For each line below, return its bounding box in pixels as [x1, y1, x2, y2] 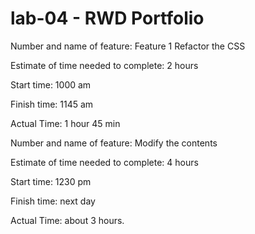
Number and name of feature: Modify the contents [10, 137, 218, 149]
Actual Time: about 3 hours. [10, 214, 125, 226]
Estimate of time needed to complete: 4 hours [10, 156, 199, 168]
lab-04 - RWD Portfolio [10, 7, 205, 30]
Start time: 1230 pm [10, 175, 92, 187]
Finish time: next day [10, 195, 96, 207]
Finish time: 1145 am [10, 98, 94, 110]
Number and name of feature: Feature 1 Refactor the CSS [10, 40, 246, 52]
